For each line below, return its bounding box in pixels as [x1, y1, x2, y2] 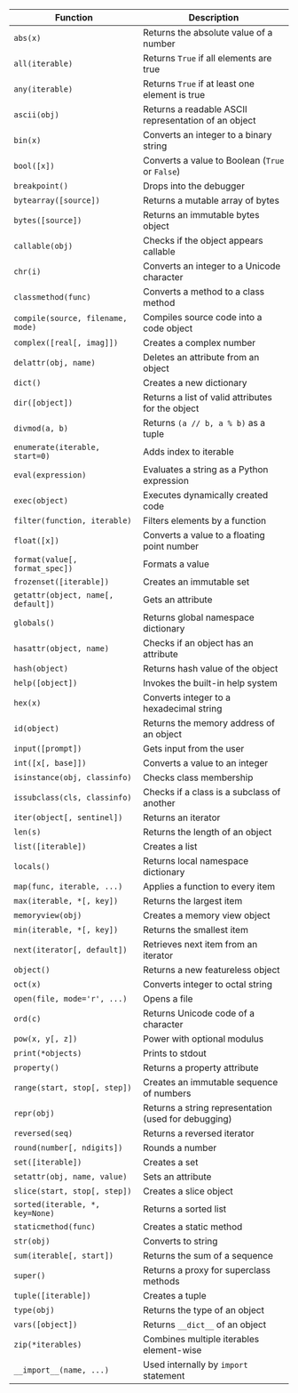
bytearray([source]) [13, 196, 100, 205]
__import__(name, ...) [13, 1365, 109, 1375]
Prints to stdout [143, 1047, 207, 1059]
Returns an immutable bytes [143, 209, 260, 221]
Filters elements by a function [143, 515, 267, 527]
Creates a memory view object [143, 909, 271, 922]
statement [143, 1370, 185, 1381]
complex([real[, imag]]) [13, 338, 119, 348]
